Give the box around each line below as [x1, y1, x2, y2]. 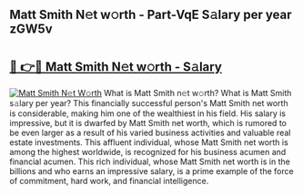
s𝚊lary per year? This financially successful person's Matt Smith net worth [9, 98, 288, 108]
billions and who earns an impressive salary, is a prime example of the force [9, 166, 294, 176]
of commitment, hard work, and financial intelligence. [9, 176, 209, 186]
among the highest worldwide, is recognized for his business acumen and [9, 147, 287, 157]
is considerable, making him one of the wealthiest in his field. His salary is [9, 108, 287, 119]
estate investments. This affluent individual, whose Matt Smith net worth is [9, 137, 288, 148]
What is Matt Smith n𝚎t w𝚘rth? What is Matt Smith [103, 88, 292, 98]
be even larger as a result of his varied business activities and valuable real [9, 127, 291, 138]
